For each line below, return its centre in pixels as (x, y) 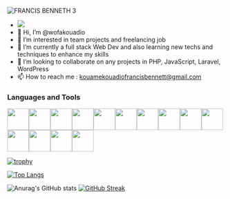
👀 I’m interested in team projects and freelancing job (92, 39)
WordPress (33, 69)
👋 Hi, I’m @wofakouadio (51, 32)
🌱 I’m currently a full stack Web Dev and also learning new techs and (115, 47)
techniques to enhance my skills (63, 54)
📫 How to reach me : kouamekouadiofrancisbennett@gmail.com (109, 77)
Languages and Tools (44, 97)
